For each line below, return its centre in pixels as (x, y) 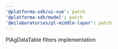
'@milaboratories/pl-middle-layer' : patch (59, 23)
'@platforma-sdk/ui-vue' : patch (45, 12)
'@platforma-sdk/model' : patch (44, 17)
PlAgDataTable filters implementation (51, 40)
